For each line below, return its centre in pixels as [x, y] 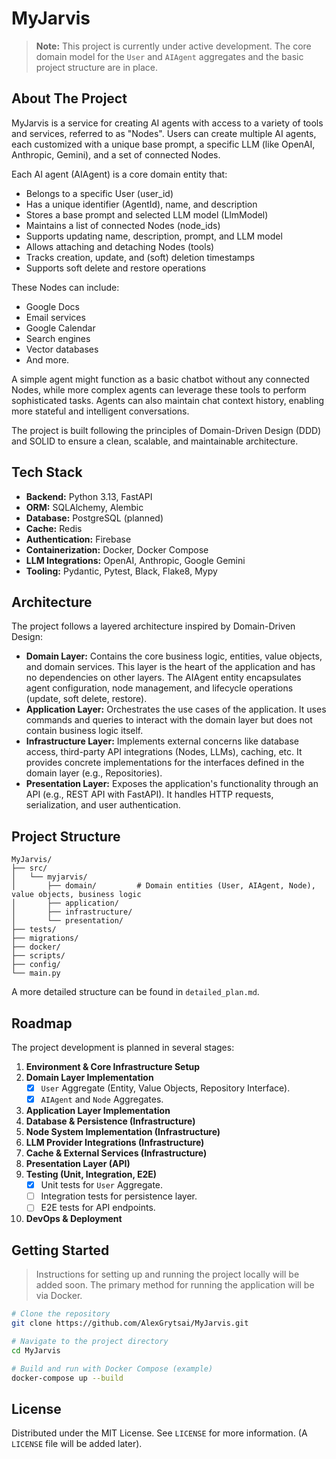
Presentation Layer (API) [78, 1164]
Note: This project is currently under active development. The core [173, 46]
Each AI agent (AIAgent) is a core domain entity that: [119, 174]
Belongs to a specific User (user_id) [99, 193]
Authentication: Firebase [78, 539]
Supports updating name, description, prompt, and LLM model [154, 236]
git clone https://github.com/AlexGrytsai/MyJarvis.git [130, 1323]
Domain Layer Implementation [89, 1077]
